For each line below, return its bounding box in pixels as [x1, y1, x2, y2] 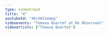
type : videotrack [5, 7, 41, 12]
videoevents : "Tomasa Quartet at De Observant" [5, 20, 104, 25]
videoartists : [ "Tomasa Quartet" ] [5, 25, 76, 30]
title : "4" [5, 12, 27, 16]
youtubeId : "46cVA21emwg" [5, 16, 58, 21]
